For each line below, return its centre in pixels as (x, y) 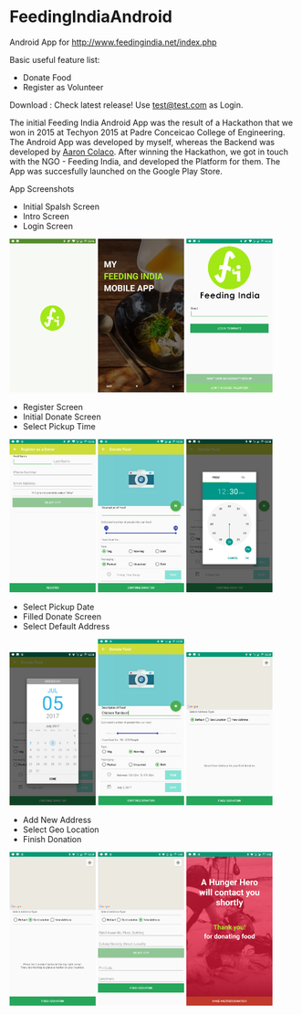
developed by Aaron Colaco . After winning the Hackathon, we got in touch (149, 152)
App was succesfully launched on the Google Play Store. (116, 171)
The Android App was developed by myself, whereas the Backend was (142, 142)
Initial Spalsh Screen (61, 206)
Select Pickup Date (58, 607)
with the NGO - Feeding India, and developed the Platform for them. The (145, 161)
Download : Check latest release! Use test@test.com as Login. (126, 105)
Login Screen (47, 226)
